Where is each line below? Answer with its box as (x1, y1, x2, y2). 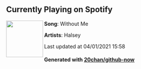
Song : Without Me (44, 20, 88, 27)
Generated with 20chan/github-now (44, 56, 135, 63)
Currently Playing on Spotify (6, 5, 113, 15)
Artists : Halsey (44, 32, 81, 39)
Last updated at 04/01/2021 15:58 (44, 43, 126, 50)
